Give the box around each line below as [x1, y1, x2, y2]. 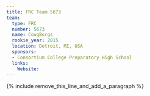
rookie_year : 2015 [12, 37, 59, 43]
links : [12, 60, 29, 66]
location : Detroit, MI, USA [12, 43, 84, 50]
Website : [17, 65, 40, 72]
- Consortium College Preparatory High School [12, 54, 132, 61]
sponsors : [12, 49, 37, 55]
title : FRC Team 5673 [6, 9, 62, 15]
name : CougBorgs [12, 32, 53, 38]
